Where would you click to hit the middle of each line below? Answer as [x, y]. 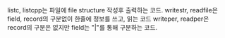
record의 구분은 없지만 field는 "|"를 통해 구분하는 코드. [83, 27]
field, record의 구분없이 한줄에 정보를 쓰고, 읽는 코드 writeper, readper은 [108, 19]
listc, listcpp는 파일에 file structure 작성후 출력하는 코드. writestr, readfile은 [113, 10]
